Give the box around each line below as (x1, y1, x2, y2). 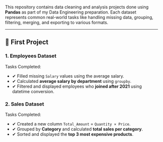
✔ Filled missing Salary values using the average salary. (12, 73, 125, 79)
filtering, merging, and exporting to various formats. (5, 19, 108, 25)
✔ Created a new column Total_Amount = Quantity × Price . (12, 121, 131, 126)
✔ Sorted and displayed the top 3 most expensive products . (12, 131, 133, 137)
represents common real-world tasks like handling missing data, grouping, (5, 15, 154, 20)
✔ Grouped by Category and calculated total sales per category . (12, 126, 143, 132)
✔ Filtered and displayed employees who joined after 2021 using (12, 83, 142, 89)
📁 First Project (5, 38, 49, 47)
